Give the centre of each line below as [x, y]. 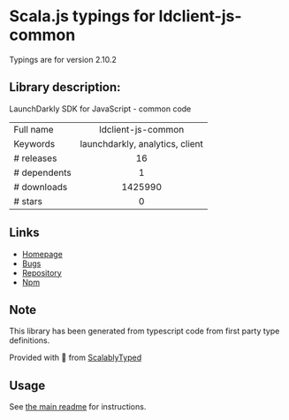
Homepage [42, 254]
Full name [34, 129]
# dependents [43, 172]
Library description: [65, 87]
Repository [42, 272]
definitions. [30, 340]
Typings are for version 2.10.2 [63, 59]
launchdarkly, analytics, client [141, 143]
